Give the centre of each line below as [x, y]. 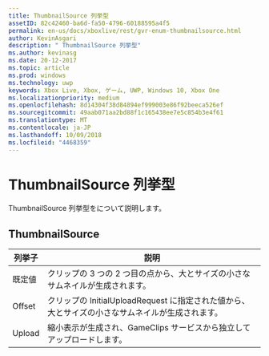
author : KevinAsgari [43, 38]
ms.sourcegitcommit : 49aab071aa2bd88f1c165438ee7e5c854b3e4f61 [116, 113]
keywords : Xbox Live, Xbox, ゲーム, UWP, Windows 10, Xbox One [114, 90]
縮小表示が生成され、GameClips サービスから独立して [149, 328]
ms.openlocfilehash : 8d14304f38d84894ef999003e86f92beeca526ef [116, 105]
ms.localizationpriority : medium [64, 98]
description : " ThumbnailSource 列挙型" [75, 46]
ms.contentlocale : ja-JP [50, 127]
